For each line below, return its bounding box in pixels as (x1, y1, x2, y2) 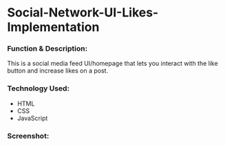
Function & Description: (7, 44, 88, 53)
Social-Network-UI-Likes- (7, 5, 159, 21)
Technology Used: (7, 84, 70, 93)
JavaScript (17, 114, 48, 122)
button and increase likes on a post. (7, 66, 109, 75)
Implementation (7, 19, 100, 35)
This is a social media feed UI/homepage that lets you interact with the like (7, 60, 218, 68)
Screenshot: (7, 131, 50, 141)
